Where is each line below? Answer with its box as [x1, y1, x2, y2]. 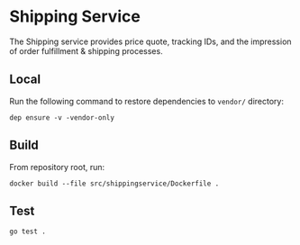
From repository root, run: [9, 161, 105, 172]
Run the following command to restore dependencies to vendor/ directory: [9, 95, 284, 106]
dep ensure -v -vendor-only [9, 113, 115, 122]
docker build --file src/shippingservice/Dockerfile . [9, 178, 220, 188]
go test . [9, 227, 47, 236]
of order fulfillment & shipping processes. [9, 45, 164, 56]
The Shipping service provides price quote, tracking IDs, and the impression [9, 36, 292, 47]
